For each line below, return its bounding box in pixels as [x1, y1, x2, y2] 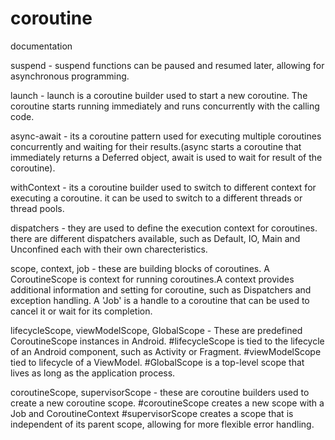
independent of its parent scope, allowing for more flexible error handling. [10, 418, 315, 430]
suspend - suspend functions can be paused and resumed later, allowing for [10, 59, 325, 71]
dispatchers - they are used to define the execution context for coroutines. [10, 222, 318, 234]
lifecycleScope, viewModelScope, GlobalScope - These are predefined [10, 324, 303, 336]
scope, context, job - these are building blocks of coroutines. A [10, 262, 270, 274]
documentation [10, 40, 73, 52]
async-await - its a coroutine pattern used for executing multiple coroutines [10, 130, 322, 142]
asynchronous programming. [10, 70, 130, 82]
